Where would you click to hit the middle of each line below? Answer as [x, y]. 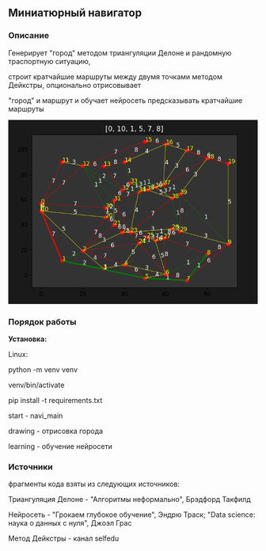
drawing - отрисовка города [56, 431]
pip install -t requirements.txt [55, 401]
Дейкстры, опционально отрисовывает [75, 85]
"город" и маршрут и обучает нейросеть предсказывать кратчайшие [125, 100]
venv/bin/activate [36, 385]
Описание [29, 36]
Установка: [28, 339]
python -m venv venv [43, 370]
